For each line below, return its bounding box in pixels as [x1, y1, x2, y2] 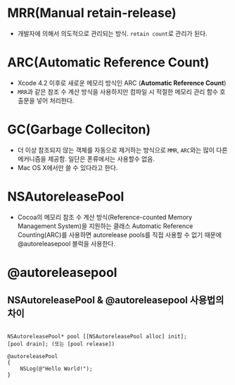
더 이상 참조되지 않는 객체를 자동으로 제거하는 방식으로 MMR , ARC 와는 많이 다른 [17, 146, 228, 154]
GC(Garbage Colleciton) [7, 122, 151, 138]
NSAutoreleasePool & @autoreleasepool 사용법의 [7, 295, 224, 307]
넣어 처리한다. [36, 96, 75, 105]
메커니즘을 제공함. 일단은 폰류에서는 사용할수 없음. [17, 154, 155, 163]
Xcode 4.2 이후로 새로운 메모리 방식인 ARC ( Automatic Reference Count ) [17, 78, 227, 87]
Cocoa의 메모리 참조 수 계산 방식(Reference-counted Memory [17, 213, 193, 221]
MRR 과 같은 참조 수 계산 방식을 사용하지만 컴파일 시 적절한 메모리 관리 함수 [17, 87, 218, 96]
